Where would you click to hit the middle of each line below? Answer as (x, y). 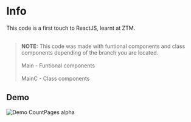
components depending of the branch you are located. (90, 52)
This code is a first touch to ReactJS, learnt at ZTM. (71, 28)
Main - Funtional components (58, 66)
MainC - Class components (55, 78)
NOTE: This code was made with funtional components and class (103, 46)
